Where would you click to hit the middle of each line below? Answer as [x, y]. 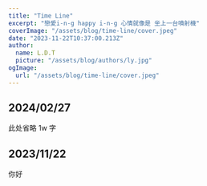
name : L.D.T [36, 53]
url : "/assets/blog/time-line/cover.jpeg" [87, 75]
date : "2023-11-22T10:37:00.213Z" [66, 38]
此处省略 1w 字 [32, 128]
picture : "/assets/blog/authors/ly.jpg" [84, 61]
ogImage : [23, 68]
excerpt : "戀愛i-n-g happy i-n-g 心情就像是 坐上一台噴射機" [104, 23]
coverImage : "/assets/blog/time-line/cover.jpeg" [93, 30]
